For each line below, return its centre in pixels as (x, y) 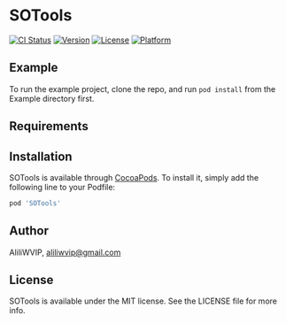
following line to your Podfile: (62, 187)
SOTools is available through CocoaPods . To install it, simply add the (134, 177)
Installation (41, 156)
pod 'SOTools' (35, 203)
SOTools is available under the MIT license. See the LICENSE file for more (143, 301)
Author (29, 231)
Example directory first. (52, 98)
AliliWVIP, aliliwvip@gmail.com (65, 252)
